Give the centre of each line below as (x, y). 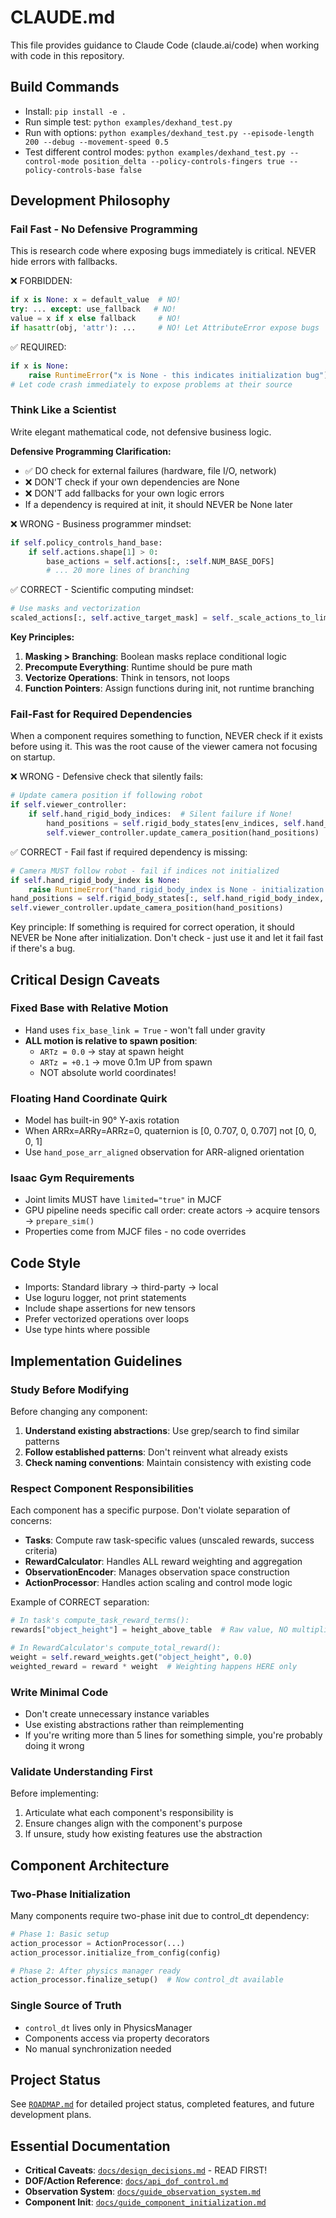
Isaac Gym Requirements (72, 1178)
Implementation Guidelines (96, 1361)
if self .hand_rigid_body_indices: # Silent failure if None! (160, 814)
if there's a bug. (43, 948)
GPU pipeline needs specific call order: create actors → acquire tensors (172, 1210)
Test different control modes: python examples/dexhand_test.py (155, 152)
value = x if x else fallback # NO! (96, 319)
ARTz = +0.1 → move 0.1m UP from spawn (126, 1062)
